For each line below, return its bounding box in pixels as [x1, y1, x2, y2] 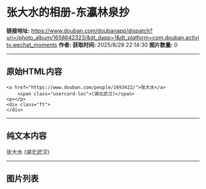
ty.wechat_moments [6, 41, 58, 48]
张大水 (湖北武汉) [6, 148, 50, 155]
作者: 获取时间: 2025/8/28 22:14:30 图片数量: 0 [58, 41, 178, 48]
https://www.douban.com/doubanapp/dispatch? [31, 27, 153, 34]
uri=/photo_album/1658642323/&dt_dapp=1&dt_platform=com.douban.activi [6, 34, 199, 41]
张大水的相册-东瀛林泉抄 [6, 6, 130, 20]
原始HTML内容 [6, 67, 63, 77]
